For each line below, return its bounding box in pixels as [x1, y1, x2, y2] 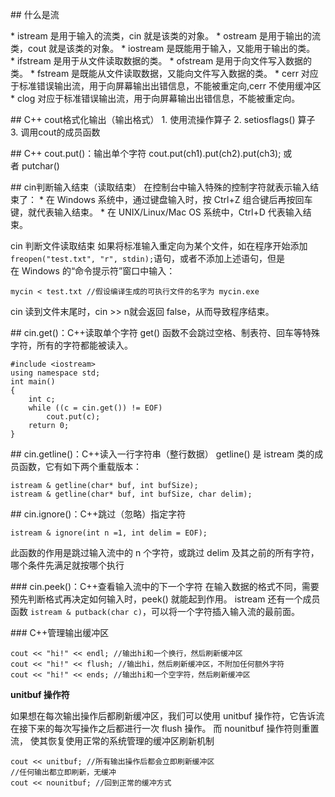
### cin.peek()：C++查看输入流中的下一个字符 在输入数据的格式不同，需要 [10, 581, 320, 592]
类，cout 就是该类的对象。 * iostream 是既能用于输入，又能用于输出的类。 [10, 43, 316, 54]
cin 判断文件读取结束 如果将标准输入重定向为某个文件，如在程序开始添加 [10, 240, 308, 252]
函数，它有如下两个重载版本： [18, 461, 142, 472]
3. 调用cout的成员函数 [10, 126, 101, 138]
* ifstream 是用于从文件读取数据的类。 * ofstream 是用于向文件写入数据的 [10, 55, 313, 67]
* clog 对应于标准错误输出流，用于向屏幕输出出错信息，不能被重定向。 [10, 93, 301, 104]
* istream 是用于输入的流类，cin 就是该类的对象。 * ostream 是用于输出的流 [10, 30, 321, 42]
